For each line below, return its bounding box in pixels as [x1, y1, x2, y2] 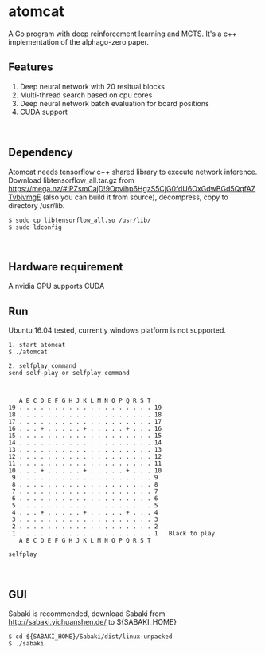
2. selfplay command [8, 362, 77, 370]
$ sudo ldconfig [8, 223, 62, 231]
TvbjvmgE [8, 192, 41, 202]
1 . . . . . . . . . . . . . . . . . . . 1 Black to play [11, 530, 216, 538]
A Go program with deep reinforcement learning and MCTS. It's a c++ [8, 29, 237, 38]
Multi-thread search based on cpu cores [19, 90, 153, 100]
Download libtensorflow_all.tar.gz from [8, 175, 135, 185]
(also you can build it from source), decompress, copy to [42, 192, 228, 202]
